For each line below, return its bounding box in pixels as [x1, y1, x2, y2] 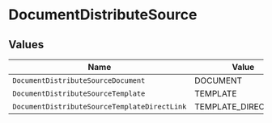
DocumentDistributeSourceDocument [12, 76, 146, 85]
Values [8, 38, 45, 51]
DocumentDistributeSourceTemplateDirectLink [12, 102, 187, 111]
